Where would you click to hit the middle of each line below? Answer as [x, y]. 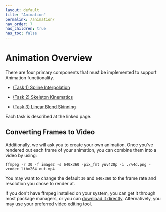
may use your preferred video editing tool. [49, 204]
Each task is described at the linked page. [48, 116]
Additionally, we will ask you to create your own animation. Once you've [79, 145]
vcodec [12, 169]
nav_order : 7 [19, 24]
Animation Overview [49, 58]
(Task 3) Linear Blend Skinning [44, 107]
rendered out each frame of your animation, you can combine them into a [81, 150]
